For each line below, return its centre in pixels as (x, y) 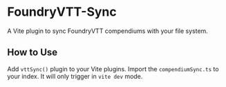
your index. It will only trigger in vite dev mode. (75, 76)
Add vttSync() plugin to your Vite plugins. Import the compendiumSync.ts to (113, 69)
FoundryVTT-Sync (62, 12)
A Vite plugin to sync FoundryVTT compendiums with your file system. (108, 31)
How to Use (32, 52)
